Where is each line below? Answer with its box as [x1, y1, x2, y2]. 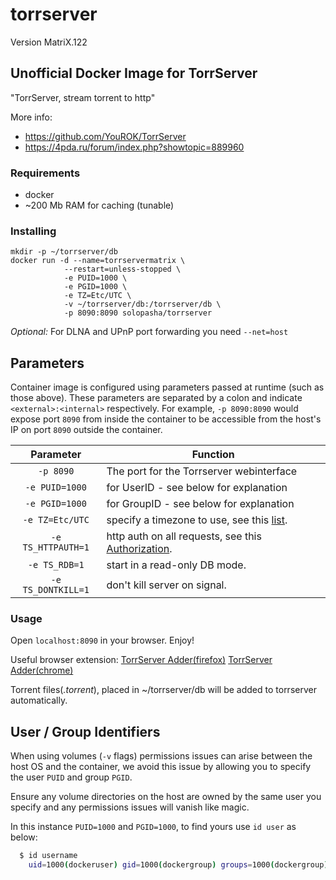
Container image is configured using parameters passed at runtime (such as [10, 381, 325, 393]
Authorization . [106, 542, 173, 556]
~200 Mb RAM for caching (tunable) [24, 199, 175, 212]
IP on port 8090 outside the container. [10, 424, 163, 436]
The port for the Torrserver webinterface [106, 464, 298, 478]
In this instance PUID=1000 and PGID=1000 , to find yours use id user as [10, 821, 297, 833]
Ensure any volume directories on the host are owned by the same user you [10, 791, 322, 803]
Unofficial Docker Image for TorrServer [10, 65, 258, 82]
